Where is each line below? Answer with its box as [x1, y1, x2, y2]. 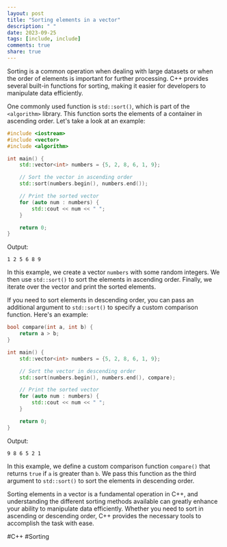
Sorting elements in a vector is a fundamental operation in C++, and [7, 489, 198, 498]
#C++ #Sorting [7, 532, 50, 540]
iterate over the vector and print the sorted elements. [7, 282, 156, 291]
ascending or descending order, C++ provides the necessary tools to [7, 511, 202, 520]
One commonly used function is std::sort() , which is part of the [7, 102, 190, 110]
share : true [7, 49, 41, 56]
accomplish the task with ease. [7, 519, 94, 527]
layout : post [7, 10, 44, 17]
